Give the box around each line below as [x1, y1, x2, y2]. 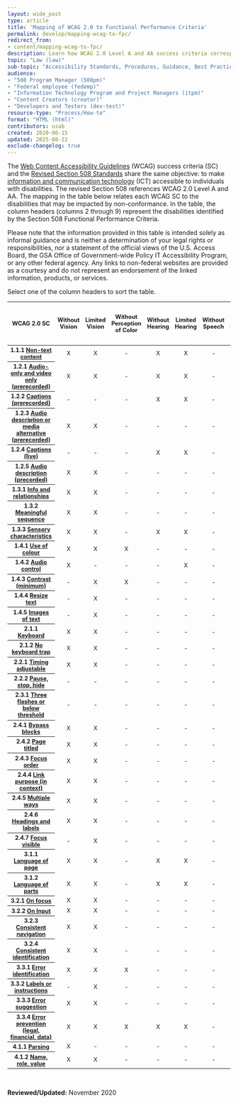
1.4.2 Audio [15, 559, 47, 567]
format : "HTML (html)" [7, 116, 74, 123]
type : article [7, 17, 50, 24]
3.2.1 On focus [10, 897, 52, 905]
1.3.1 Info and [11, 486, 51, 493]
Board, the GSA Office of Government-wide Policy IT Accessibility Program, [7, 251, 228, 260]
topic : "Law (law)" [7, 57, 65, 64]
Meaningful [15, 509, 47, 517]
